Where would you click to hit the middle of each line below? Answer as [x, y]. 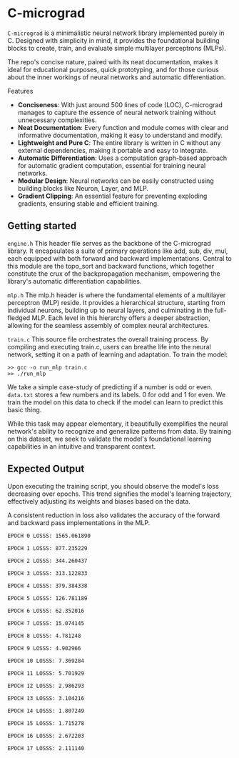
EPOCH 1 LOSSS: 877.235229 [47, 548]
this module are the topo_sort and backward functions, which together [111, 266]
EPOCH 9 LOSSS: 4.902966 [44, 648]
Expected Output [46, 469]
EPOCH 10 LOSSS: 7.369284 [46, 661]
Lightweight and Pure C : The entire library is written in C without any [119, 143]
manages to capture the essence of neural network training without [117, 112]
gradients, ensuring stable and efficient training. [88, 203]
